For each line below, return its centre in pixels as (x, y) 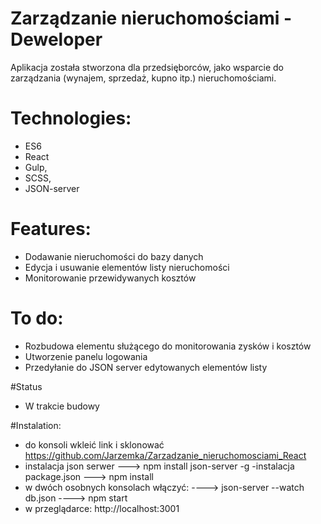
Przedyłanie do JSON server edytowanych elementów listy (146, 367)
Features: (51, 229)
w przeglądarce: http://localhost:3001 (102, 508)
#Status (26, 386)
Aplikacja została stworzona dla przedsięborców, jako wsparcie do (147, 67)
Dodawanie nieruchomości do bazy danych (114, 256)
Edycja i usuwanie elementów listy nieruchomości (127, 267)
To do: (37, 318)
